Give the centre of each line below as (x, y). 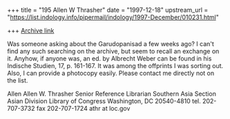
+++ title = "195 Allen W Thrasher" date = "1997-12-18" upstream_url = (108, 10)
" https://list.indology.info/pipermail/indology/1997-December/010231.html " (113, 17)
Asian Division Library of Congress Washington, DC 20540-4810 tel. (104, 101)
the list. (18, 80)
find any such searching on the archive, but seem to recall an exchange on (113, 51)
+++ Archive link (31, 31)
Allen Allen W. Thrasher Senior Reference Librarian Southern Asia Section (112, 94)
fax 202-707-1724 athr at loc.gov (83, 108)
